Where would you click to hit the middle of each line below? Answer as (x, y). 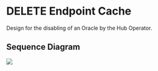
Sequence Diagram (43, 47)
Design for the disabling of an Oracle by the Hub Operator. (79, 28)
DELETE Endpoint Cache (69, 11)
